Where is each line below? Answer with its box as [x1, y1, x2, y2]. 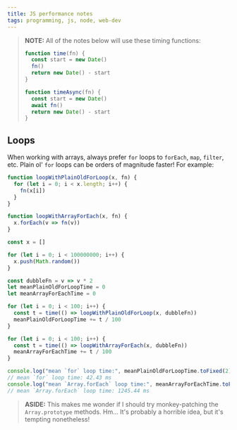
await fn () [31, 101, 63, 109]
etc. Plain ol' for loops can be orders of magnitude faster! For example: [7, 160, 214, 169]
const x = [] [7, 239, 46, 246]
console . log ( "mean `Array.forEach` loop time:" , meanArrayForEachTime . [7, 381, 222, 388]
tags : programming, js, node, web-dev [7, 17, 121, 24]
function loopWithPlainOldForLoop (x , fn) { [7, 174, 138, 182]
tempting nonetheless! [24, 415, 90, 423]
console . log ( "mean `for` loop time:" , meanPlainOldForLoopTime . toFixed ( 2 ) [7, 367, 232, 375]
